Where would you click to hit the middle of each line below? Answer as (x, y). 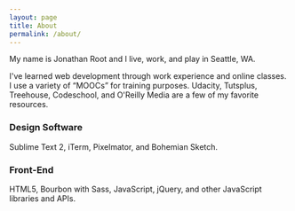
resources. (29, 105)
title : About (33, 26)
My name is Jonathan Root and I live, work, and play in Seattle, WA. (132, 59)
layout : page (33, 17)
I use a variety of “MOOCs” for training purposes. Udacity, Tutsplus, (133, 86)
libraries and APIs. (43, 198)
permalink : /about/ (45, 34)
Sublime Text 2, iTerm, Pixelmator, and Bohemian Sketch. (114, 146)
